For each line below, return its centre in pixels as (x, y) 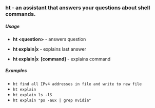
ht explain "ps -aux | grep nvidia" (52, 100)
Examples (16, 71)
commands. (21, 14)
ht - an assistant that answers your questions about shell (78, 8)
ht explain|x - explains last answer (49, 49)
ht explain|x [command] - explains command (62, 59)
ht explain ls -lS (32, 95)
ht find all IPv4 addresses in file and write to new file (77, 84)
